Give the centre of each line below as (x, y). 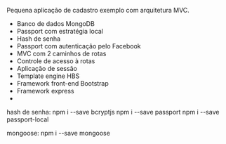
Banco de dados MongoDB (56, 24)
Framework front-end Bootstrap (63, 83)
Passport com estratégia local (60, 31)
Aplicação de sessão (47, 68)
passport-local (28, 119)
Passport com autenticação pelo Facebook (79, 46)
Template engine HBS (48, 76)
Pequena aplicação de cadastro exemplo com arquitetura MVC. (98, 10)
